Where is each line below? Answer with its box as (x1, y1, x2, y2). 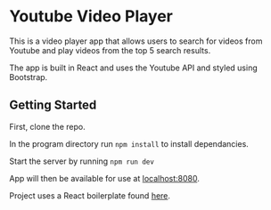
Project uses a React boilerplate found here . (9, 190, 171, 201)
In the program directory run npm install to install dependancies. (9, 138, 250, 149)
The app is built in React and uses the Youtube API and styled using (9, 62, 258, 73)
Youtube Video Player (9, 6, 174, 27)
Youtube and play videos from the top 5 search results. (9, 44, 211, 55)
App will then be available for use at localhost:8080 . (9, 173, 201, 183)
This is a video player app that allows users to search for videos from (9, 36, 263, 46)
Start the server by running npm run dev (9, 156, 154, 166)
